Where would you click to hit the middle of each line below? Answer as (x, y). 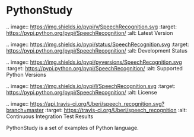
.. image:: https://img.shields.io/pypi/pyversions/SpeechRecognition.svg (94, 62)
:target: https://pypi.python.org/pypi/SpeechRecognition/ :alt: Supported (94, 68)
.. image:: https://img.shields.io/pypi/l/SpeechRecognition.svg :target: (91, 86)
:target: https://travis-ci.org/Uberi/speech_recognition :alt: (116, 110)
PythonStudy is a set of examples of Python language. (73, 128)
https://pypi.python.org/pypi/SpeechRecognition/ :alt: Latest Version (90, 32)
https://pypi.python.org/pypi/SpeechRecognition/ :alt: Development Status (97, 50)
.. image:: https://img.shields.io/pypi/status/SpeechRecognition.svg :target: (98, 44)
